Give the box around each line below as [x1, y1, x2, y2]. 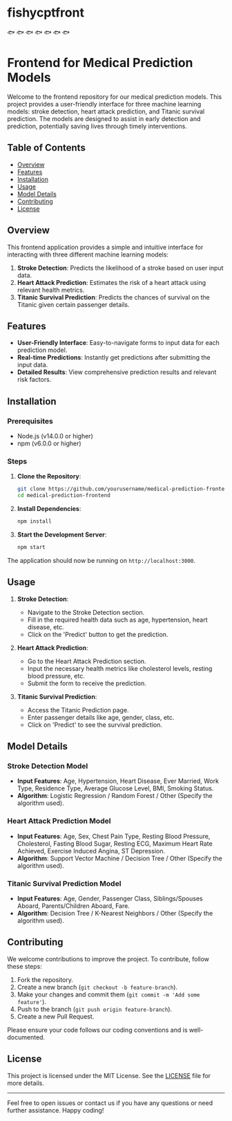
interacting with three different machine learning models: [7, 250, 169, 259]
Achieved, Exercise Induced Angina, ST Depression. [17, 846, 166, 855]
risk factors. [17, 376, 52, 384]
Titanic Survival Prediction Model [7, 878, 122, 888]
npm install [17, 518, 52, 525]
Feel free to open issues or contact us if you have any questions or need [7, 1098, 213, 1107]
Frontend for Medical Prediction [7, 55, 193, 71]
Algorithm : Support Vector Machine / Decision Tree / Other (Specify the [17, 854, 222, 862]
